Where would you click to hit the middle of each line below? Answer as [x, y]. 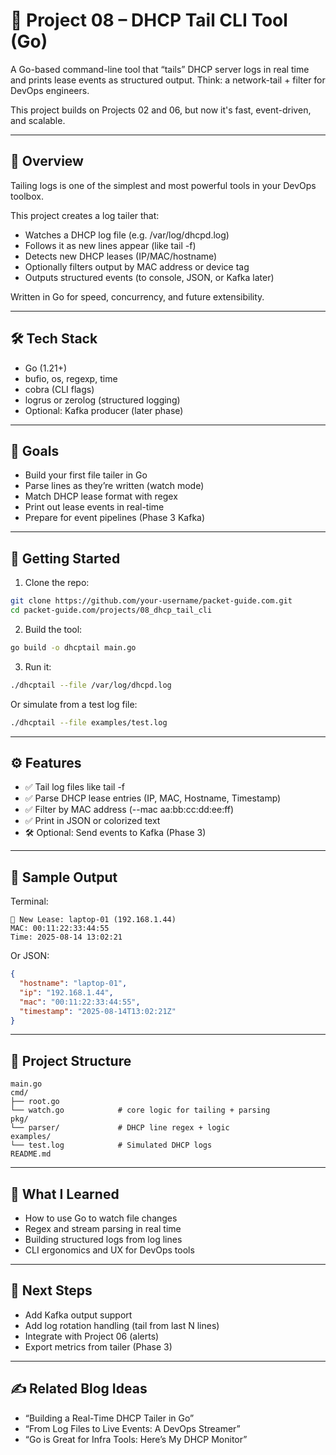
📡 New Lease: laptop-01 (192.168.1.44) [93, 920]
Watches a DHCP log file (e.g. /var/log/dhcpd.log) [127, 235]
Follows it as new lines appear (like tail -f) [110, 245]
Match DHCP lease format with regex [101, 496]
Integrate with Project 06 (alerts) [92, 1336]
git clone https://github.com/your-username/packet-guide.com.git [151, 601]
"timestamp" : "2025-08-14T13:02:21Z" [98, 1011]
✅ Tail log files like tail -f [75, 787]
